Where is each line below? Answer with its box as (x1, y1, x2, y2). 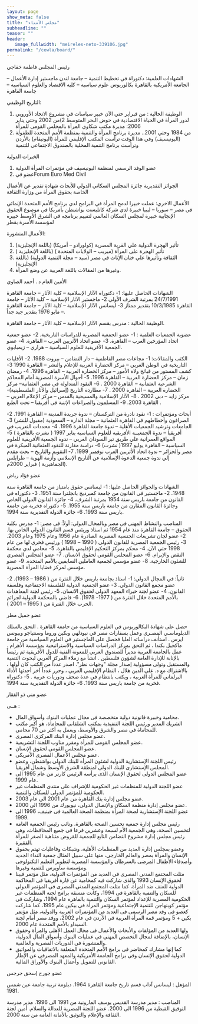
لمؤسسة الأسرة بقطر (6, 218, 55, 225)
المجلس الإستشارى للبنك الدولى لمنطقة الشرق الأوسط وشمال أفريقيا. (15, 763, 170, 770)
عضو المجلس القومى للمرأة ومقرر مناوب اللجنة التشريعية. (15, 739, 143, 746)
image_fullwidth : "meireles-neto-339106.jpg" (14, 42, 128, 48)
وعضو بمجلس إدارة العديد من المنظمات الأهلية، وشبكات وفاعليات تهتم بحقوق (15, 845, 184, 852)
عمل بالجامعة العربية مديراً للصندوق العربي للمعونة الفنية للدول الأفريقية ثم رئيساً (6, 648, 182, 655)
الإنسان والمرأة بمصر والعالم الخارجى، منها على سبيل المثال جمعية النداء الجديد (15, 851, 188, 858)
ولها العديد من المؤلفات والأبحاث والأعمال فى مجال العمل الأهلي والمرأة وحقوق (15, 927, 189, 934)
